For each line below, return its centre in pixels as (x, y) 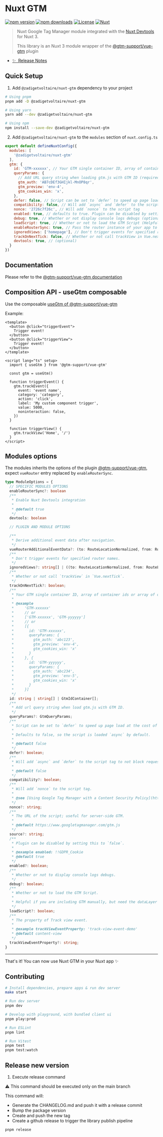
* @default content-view (37, 934)
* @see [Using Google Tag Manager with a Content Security (72, 798)
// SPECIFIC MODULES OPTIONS (39, 487)
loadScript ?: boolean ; (32, 911)
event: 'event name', (40, 390)
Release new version (37, 1065)
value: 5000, (31, 407)
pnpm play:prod (20, 1019)
